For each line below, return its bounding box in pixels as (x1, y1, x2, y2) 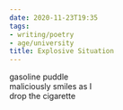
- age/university (9, 38, 75, 48)
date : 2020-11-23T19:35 (9, 13, 99, 23)
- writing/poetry (9, 30, 75, 39)
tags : (9, 22, 30, 31)
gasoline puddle (9, 71, 69, 82)
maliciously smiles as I (9, 81, 92, 92)
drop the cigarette (9, 91, 76, 102)
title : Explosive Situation (9, 47, 115, 56)
